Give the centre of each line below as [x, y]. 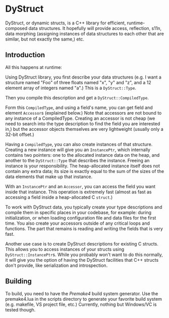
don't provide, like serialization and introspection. [57, 265]
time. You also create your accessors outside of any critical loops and [78, 223]
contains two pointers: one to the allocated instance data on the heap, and [82, 155]
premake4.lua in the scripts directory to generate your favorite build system [84, 299]
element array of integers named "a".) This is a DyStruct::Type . [71, 88]
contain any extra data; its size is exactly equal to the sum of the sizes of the [85, 171]
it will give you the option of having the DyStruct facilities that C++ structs [82, 260]
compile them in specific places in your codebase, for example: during [78, 212]
